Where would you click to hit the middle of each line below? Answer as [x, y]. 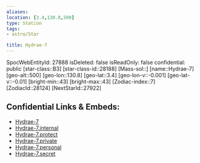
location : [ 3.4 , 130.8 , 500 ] [40, 18]
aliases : [17, 12]
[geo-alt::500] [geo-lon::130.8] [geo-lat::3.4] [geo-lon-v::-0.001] [86, 75]
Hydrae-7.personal [38, 147]
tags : [13, 29]
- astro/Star [23, 34]
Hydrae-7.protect [36, 134]
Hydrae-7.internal [37, 128]
